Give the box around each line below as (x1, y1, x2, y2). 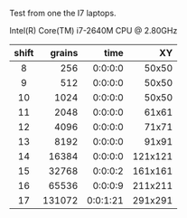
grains (50, 47, 79, 59)
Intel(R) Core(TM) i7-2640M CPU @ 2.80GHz (9, 25, 178, 35)
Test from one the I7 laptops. (9, 8, 117, 18)
